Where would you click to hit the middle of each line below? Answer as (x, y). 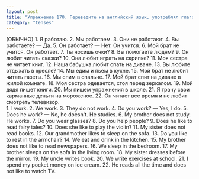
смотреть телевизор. (33, 102)
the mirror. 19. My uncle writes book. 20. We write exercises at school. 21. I (97, 159)
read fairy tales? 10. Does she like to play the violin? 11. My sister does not (96, 127)
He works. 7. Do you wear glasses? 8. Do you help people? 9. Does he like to (99, 121)
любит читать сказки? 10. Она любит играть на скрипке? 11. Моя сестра (97, 58)
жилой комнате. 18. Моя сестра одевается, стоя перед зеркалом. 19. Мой (99, 83)
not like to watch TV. (31, 171)
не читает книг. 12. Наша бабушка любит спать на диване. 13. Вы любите (98, 64)
